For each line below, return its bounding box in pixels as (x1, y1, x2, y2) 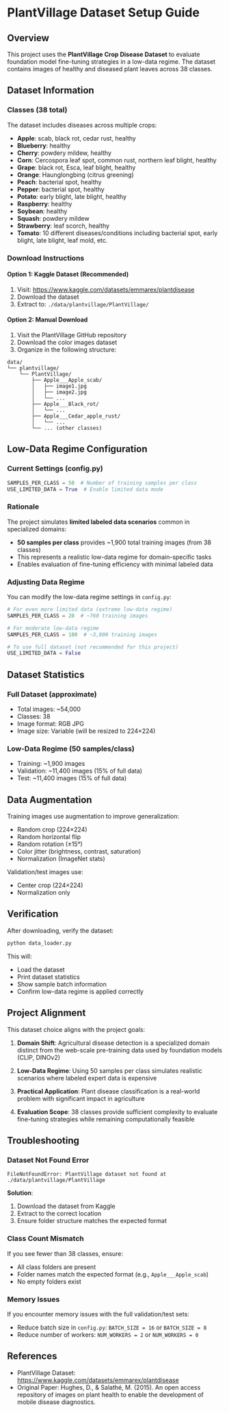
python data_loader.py (7, 939, 72, 947)
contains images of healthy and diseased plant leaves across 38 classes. (7, 65, 213, 73)
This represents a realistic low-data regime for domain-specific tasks (16, 553, 212, 561)
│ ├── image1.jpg (31, 383, 87, 390)
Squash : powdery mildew (16, 214, 90, 222)
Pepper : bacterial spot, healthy (16, 185, 105, 193)
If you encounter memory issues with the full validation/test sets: (7, 1309, 189, 1318)
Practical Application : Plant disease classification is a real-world (16, 1087, 200, 1095)
